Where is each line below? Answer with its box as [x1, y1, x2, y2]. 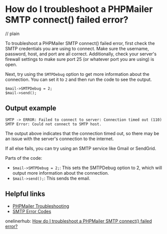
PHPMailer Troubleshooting [12, 203, 69, 209]
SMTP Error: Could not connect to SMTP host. [5, 121, 101, 127]
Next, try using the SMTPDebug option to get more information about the [5, 71, 149, 77]
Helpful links [5, 190, 45, 198]
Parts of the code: [5, 155, 42, 161]
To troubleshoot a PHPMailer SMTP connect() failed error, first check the [5, 40, 155, 46]
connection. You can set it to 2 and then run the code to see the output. [5, 76, 152, 82]
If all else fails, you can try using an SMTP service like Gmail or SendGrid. [5, 145, 156, 151]
